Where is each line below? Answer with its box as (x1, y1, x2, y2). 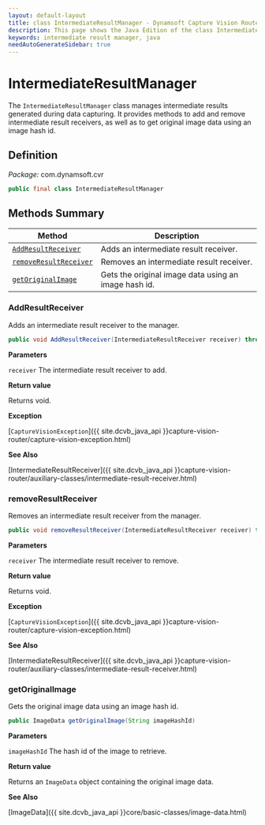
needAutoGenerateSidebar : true (8, 41, 111, 49)
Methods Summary (8, 206, 105, 221)
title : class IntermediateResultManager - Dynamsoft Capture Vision (8, 19, 238, 27)
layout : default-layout (8, 11, 87, 20)
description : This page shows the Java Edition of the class (8, 26, 214, 34)
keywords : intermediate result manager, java (8, 33, 160, 42)
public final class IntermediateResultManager (8, 184, 164, 193)
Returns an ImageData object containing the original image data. (8, 777, 215, 786)
